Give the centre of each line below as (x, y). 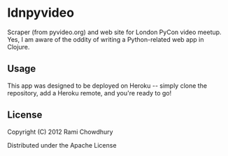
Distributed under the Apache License (62, 145)
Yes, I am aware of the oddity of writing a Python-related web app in (106, 39)
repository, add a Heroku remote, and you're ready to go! (90, 93)
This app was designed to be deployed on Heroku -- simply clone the (107, 86)
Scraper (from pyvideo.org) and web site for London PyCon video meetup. (114, 32)
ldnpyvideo (41, 13)
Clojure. (19, 47)
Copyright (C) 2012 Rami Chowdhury (60, 132)
